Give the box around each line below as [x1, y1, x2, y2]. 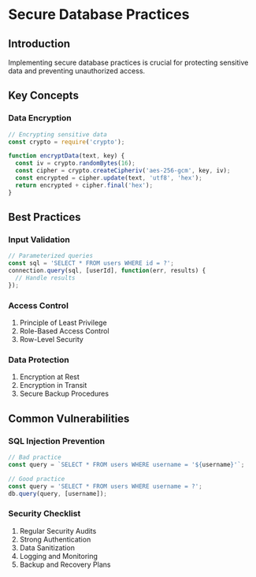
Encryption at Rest [19, 372, 80, 382]
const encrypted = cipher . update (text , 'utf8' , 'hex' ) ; [15, 174, 202, 182]
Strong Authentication [19, 534, 91, 544]
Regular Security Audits [19, 526, 97, 535]
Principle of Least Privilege [19, 318, 108, 328]
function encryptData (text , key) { [8, 152, 125, 160]
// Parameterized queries [8, 252, 93, 260]
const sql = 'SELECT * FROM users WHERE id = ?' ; [8, 259, 175, 267]
